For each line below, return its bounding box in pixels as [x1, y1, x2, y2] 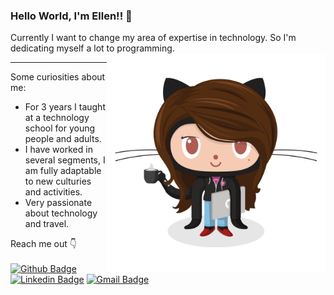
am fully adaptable [24, 165, 102, 177]
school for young [24, 122, 96, 134]
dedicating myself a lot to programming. [10, 42, 175, 54]
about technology [24, 207, 98, 219]
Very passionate [24, 197, 93, 209]
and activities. [24, 186, 83, 198]
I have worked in [24, 144, 93, 156]
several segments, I [24, 154, 106, 166]
